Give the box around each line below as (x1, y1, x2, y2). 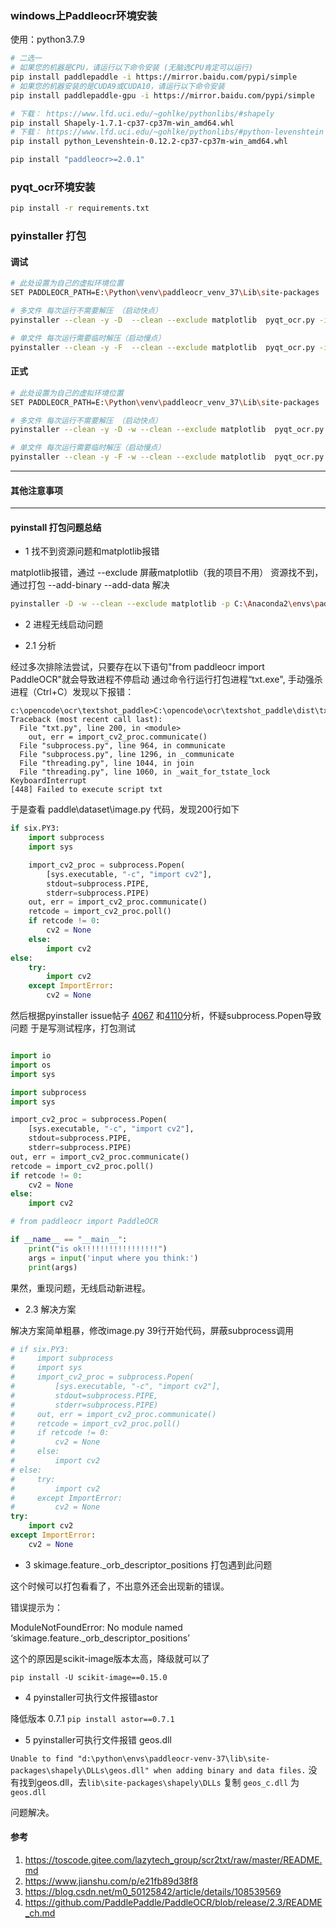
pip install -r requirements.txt (10, 203, 150, 214)
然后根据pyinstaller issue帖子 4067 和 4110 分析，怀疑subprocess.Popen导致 (10, 1010, 322, 1022)
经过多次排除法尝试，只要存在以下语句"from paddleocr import (10, 661, 265, 673)
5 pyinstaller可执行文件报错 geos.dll (24, 1733, 172, 1746)
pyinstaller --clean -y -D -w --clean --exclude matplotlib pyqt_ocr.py (10, 425, 325, 435)
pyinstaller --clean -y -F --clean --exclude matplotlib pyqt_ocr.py (10, 342, 315, 352)
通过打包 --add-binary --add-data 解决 (10, 579, 170, 591)
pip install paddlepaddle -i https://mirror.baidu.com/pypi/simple (10, 72, 298, 82)
